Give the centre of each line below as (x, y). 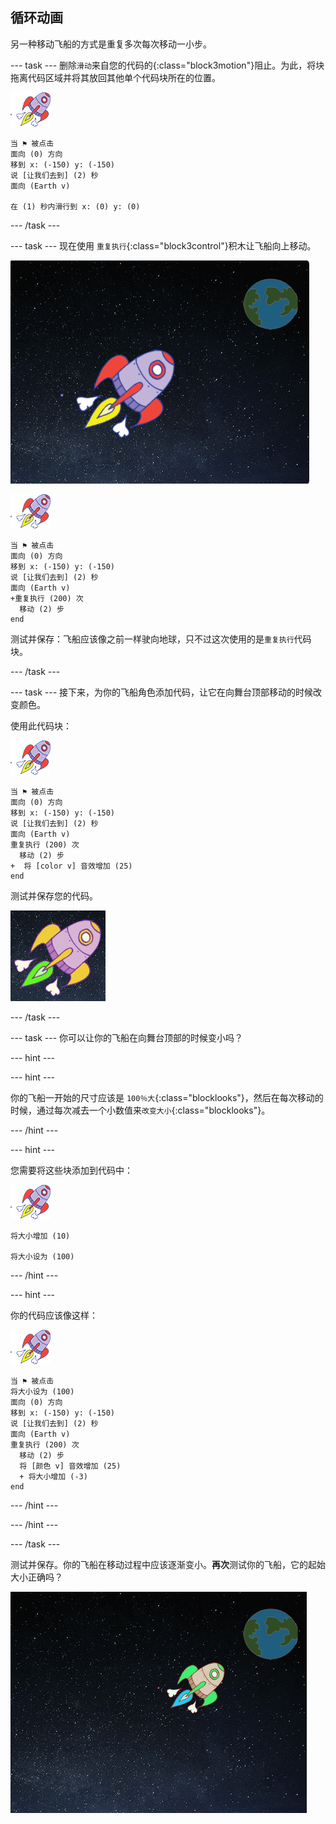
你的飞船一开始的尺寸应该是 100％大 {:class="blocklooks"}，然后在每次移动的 (167, 1097)
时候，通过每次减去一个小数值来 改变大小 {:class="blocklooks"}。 (140, 1110)
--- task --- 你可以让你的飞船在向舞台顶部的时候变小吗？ (127, 1037)
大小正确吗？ (36, 1577)
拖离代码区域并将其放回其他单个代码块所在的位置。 (115, 77)
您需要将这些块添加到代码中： (71, 1170)
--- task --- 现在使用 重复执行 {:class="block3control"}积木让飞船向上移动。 (163, 245)
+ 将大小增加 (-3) (53, 1476)
